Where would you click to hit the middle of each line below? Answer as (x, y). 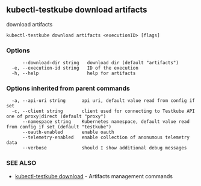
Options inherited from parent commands (68, 88)
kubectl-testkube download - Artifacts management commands (94, 176)
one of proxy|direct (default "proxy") (56, 116)
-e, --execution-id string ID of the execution (75, 68)
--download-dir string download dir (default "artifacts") (100, 63)
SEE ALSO (21, 163)
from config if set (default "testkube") (59, 127)
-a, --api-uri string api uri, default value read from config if (104, 101)
